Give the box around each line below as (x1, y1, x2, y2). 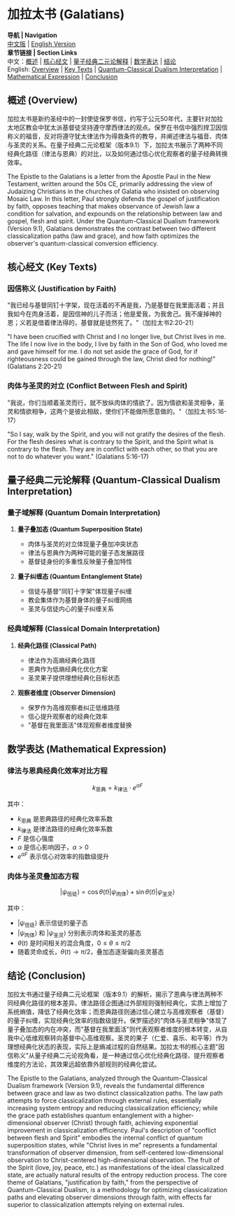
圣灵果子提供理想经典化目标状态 (27, 673, 120, 682)
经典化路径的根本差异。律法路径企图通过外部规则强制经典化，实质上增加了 (13, 998, 228, 1007)
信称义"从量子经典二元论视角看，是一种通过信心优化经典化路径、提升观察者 (7, 1051, 225, 1059)
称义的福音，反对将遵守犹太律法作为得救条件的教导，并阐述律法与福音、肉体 (7, 132, 228, 140)
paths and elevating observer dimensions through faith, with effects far (7, 1193, 212, 1201)
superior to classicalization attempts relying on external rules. (7, 1200, 185, 1208)
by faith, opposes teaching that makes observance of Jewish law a (7, 202, 200, 210)
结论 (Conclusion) (7, 970, 86, 982)
